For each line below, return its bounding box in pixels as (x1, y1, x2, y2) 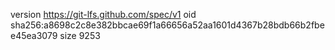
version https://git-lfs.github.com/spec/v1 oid (10, 9, 197, 20)
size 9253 (59, 30, 101, 41)
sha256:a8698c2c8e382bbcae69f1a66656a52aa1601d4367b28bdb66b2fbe (10, 19, 325, 31)
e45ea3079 (10, 30, 58, 41)
